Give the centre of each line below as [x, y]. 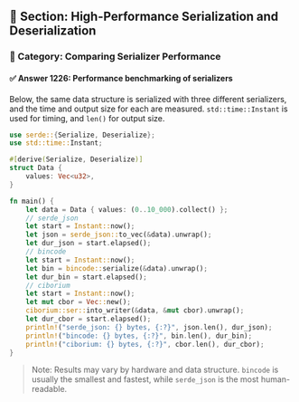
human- [276, 379]
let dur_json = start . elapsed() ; [89, 244]
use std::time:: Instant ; [56, 143]
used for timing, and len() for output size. [87, 118]
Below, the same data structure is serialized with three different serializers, [148, 99]
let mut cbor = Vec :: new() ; [78, 302]
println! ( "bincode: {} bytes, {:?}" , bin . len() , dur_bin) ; [139, 336]
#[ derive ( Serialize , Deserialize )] [76, 159]
